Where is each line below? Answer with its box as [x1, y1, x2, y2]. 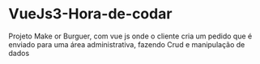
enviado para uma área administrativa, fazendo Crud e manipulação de [8, 39, 245, 49]
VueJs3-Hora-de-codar [8, 5, 173, 23]
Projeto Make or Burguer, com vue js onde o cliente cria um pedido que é [8, 31, 253, 41]
